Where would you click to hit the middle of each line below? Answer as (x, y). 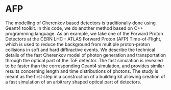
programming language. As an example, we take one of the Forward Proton (84, 33)
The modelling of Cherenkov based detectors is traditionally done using (80, 23)
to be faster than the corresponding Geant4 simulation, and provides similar (85, 66)
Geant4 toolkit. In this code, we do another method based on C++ (75, 28)
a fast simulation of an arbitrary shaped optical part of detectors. (73, 82)
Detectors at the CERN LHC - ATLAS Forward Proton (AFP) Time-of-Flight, (83, 39)
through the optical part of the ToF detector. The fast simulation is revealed (84, 60)
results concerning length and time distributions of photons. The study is (82, 71)
